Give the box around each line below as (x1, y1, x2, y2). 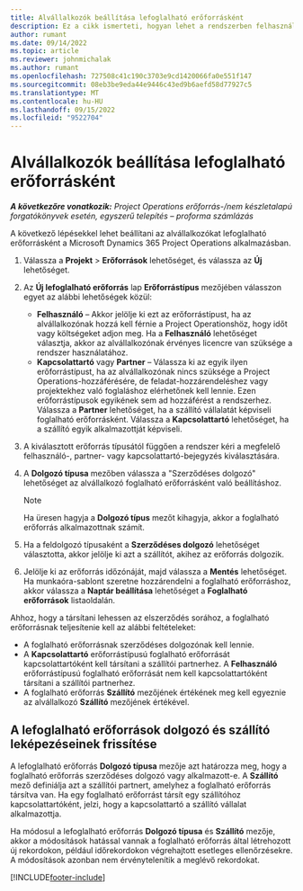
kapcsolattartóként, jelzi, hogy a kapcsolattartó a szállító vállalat (10, 798, 247, 809)
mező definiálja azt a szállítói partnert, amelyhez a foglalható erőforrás (10, 780, 272, 790)
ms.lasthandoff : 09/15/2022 (10, 105, 116, 114)
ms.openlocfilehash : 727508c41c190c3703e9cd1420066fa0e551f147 (10, 72, 253, 81)
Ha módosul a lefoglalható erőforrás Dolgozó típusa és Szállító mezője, (10, 825, 276, 836)
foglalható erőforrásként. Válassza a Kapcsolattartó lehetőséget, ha (36, 414, 290, 425)
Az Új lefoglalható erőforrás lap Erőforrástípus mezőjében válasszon (22, 282, 282, 293)
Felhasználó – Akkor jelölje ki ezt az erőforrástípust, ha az (36, 309, 252, 320)
